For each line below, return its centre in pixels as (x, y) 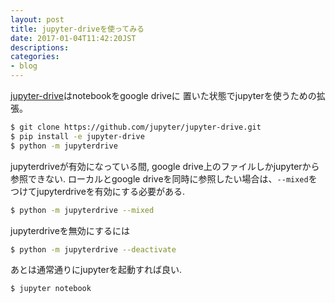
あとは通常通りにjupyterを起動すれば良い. (96, 270)
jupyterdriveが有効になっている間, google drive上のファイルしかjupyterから (165, 166)
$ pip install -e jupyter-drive (77, 136)
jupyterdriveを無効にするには (70, 230)
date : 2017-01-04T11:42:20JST (73, 38)
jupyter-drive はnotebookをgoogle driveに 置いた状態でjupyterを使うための (163, 95)
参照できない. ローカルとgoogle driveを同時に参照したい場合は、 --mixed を (164, 178)
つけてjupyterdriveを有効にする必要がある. (97, 191)
